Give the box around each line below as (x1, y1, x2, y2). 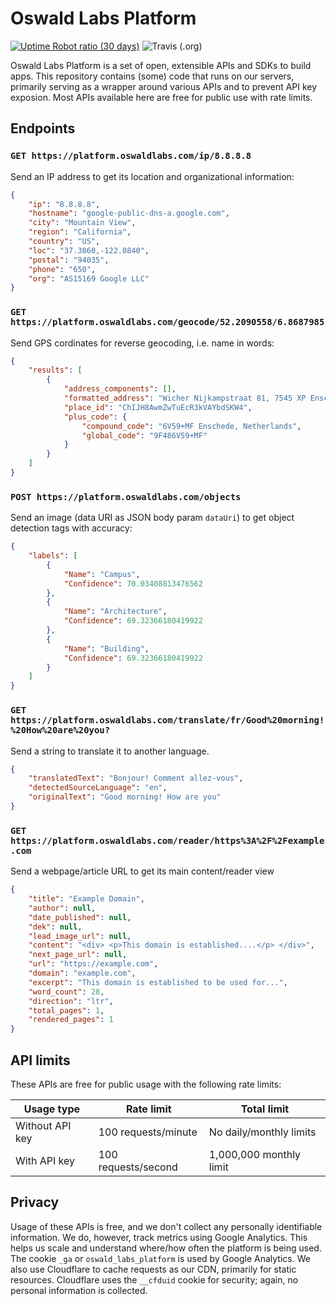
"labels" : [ (28, 551, 78, 561)
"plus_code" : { (63, 412, 128, 422)
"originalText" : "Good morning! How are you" (28, 792, 222, 802)
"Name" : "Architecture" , (63, 607, 168, 617)
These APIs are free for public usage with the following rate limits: (10, 1078, 282, 1090)
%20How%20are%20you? (10, 725, 111, 736)
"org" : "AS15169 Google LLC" (28, 273, 150, 284)
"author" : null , (28, 903, 97, 913)
